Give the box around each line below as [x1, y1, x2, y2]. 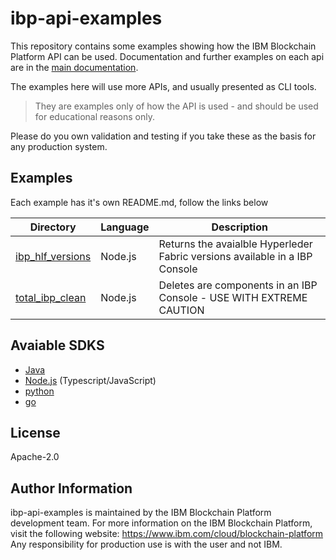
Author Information [10, 480, 133, 497]
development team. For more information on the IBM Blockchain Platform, [10, 517, 313, 529]
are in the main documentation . [10, 61, 139, 73]
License [10, 424, 61, 441]
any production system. [10, 140, 108, 152]
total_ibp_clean [15, 290, 87, 304]
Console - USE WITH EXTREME [158, 290, 308, 304]
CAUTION [158, 303, 205, 317]
